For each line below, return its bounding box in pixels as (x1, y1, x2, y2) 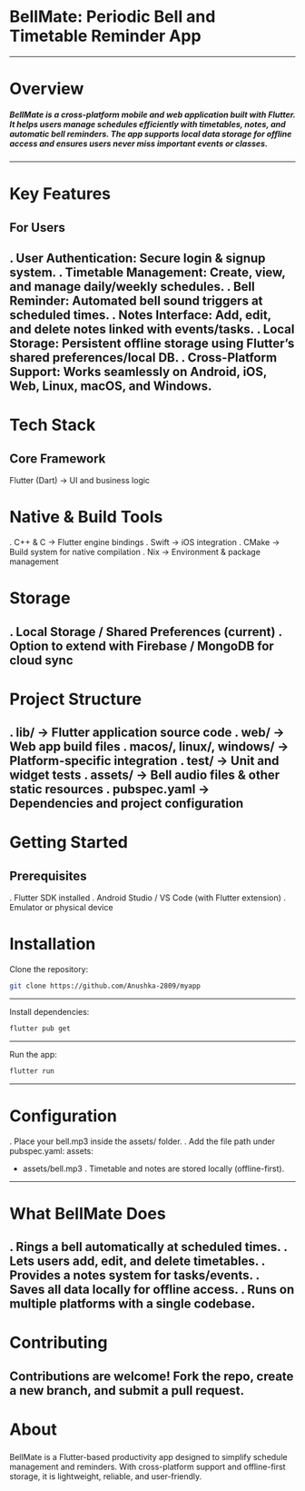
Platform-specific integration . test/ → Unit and (9, 753, 280, 769)
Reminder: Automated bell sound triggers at (9, 293, 263, 309)
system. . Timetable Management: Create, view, (9, 265, 286, 281)
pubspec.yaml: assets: (9, 1145, 93, 1156)
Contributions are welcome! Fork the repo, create (9, 1368, 294, 1384)
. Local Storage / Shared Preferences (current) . (9, 624, 283, 640)
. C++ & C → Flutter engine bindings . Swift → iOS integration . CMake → (9, 537, 280, 547)
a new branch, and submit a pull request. (9, 1383, 245, 1398)
